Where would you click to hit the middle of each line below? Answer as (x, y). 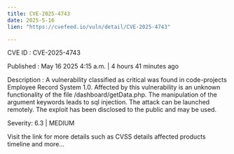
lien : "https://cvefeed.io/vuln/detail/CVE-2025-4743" (89, 27)
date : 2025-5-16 (31, 20)
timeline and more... (36, 144)
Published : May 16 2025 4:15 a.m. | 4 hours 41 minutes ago (93, 66)
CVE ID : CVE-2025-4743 (44, 52)
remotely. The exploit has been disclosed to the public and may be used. (112, 110)
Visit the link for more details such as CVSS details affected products (106, 136)
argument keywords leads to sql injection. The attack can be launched (109, 102)
